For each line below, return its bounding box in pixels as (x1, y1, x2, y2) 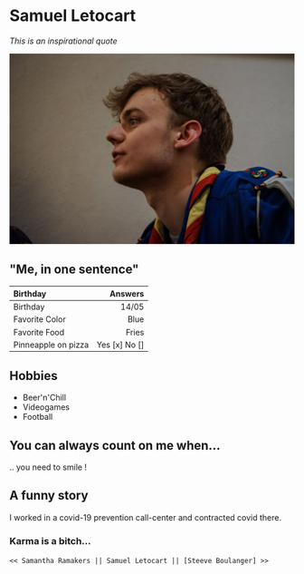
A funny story (9, 488, 89, 503)
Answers (109, 287, 145, 299)
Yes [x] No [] (96, 339, 145, 350)
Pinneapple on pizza (13, 339, 90, 350)
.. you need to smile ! (9, 462, 88, 472)
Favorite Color (13, 314, 66, 325)
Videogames (22, 402, 71, 413)
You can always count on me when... (9, 437, 221, 453)
